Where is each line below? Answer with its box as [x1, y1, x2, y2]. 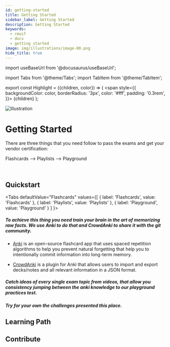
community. [5, 227, 32, 234]
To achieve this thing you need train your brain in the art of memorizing [5, 217, 160, 223]
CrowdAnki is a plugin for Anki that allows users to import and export [12, 261, 158, 267]
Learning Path [5, 317, 51, 326]
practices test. [5, 290, 37, 296]
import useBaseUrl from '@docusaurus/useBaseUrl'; [5, 65, 116, 71]
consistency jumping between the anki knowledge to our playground [5, 284, 155, 290]
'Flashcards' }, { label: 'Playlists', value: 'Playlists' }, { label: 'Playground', [5, 200, 158, 206]
